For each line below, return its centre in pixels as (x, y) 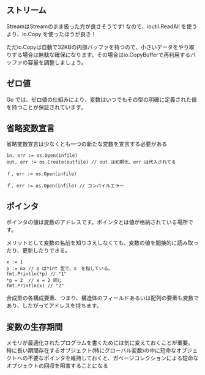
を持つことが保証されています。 (47, 107)
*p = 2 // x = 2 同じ (34, 281)
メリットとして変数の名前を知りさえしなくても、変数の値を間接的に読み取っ (102, 243)
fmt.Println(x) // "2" (35, 286)
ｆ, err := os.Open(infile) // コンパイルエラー (65, 186)
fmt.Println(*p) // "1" (37, 274)
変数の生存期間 (35, 327)
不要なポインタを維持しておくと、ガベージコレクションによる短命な (113, 358)
